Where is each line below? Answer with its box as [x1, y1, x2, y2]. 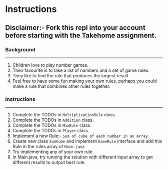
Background [5, 46, 36, 53]
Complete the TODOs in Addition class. [12, 117, 94, 123]
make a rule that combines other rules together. [12, 83, 110, 89]
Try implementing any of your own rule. [12, 149, 94, 155]
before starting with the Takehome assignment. [5, 31, 156, 39]
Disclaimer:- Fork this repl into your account [5, 23, 146, 32]
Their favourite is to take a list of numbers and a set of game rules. [12, 67, 150, 73]
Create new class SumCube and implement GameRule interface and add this [12, 138, 162, 144]
